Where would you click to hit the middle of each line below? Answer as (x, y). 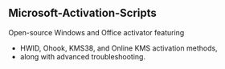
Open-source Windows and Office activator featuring (96, 32)
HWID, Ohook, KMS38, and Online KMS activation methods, (119, 48)
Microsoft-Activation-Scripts (82, 13)
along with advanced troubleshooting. (83, 56)
